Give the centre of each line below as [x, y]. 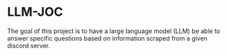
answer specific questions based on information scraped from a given [108, 38]
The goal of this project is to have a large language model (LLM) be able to [114, 31]
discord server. [29, 45]
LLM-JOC [35, 12]
